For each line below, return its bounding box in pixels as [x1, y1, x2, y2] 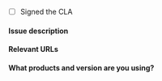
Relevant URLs [8, 45, 58, 54]
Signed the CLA [19, 7, 73, 16]
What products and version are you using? [8, 62, 155, 72]
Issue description [8, 26, 69, 36]
